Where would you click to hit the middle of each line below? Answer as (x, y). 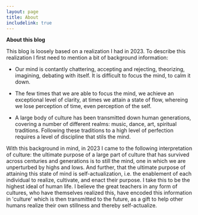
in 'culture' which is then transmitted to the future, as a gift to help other (95, 199)
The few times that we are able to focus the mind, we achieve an (94, 94)
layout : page (22, 12)
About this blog (26, 40)
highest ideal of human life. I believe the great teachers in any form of (92, 186)
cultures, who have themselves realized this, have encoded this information (99, 193)
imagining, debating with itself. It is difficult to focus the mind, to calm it (103, 76)
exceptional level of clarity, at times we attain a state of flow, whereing (101, 100)
